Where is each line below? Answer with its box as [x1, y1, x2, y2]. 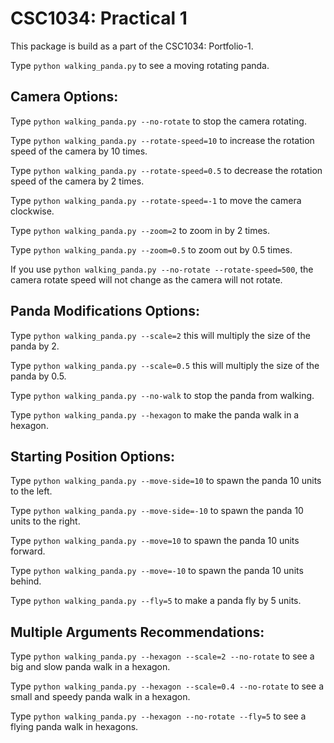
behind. [10, 575, 42, 587]
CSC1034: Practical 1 [10, 7, 188, 30]
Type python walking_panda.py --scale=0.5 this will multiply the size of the [10, 359, 320, 371]
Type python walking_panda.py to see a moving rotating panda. [10, 59, 270, 71]
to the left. [10, 485, 53, 497]
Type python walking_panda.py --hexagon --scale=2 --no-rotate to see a [10, 650, 315, 662]
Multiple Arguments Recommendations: [10, 623, 265, 641]
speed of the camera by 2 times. [10, 175, 145, 187]
